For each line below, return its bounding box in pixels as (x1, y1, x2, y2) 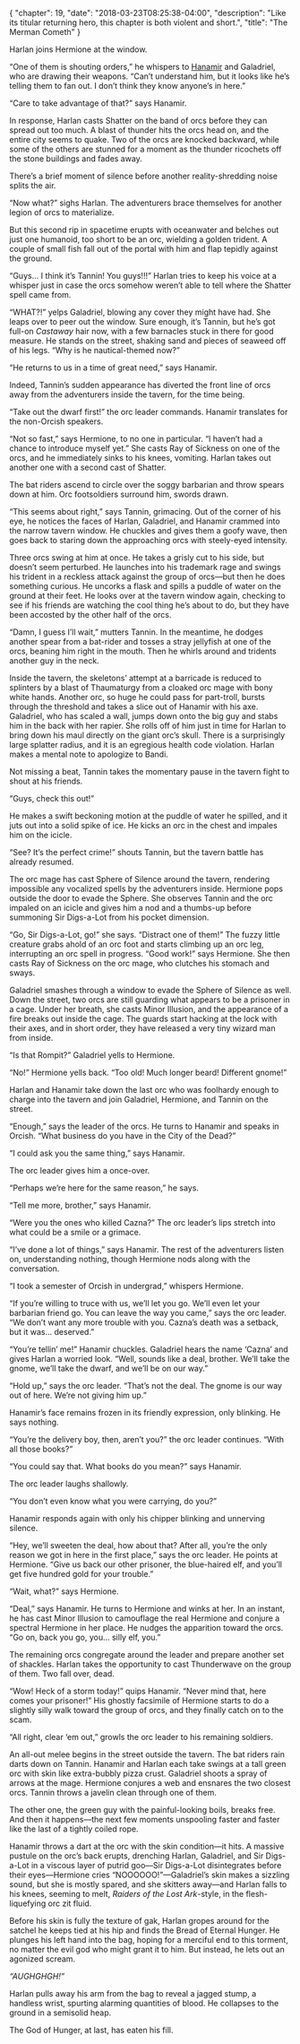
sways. (9, 967, 36, 978)
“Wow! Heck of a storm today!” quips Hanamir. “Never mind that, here (9, 1685, 267, 1696)
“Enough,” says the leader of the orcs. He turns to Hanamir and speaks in (9, 1121, 279, 1131)
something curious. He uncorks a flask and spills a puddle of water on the (9, 581, 282, 591)
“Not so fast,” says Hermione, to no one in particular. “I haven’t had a (9, 434, 263, 444)
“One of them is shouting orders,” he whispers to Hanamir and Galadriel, (9, 62, 276, 72)
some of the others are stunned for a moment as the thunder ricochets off (9, 143, 282, 154)
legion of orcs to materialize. (9, 207, 115, 218)
